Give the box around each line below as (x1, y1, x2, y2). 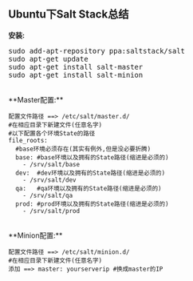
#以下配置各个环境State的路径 (8, 129, 96, 138)
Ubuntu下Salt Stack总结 (8, 7, 129, 22)
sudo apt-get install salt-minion (8, 70, 144, 79)
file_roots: (8, 136, 48, 144)
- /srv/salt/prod (22, 207, 81, 215)
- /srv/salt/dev (22, 175, 77, 184)
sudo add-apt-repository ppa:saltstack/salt (8, 46, 186, 55)
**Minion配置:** (8, 231, 63, 240)
